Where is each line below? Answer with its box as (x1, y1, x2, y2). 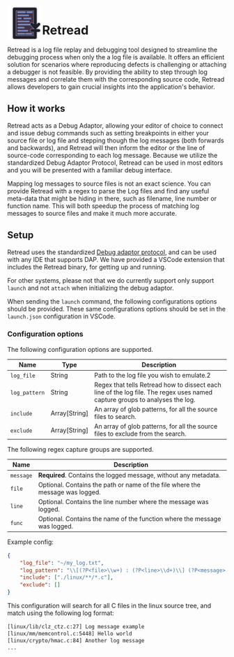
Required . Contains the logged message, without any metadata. (38, 471, 221, 479)
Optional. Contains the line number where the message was (38, 498, 209, 506)
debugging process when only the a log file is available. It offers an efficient (7, 52, 225, 61)
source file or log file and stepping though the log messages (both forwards (7, 136, 224, 145)
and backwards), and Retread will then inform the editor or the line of (7, 143, 205, 152)
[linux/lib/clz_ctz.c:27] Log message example (7, 623, 145, 630)
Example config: (7, 538, 54, 546)
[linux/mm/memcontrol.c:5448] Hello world (7, 630, 132, 637)
